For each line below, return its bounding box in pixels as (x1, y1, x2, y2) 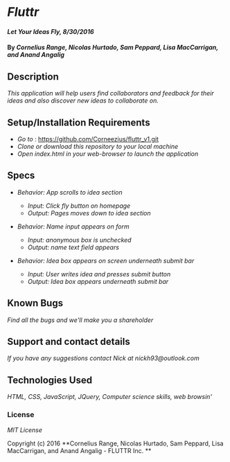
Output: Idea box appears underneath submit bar (27, 277, 169, 285)
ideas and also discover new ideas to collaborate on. (7, 96, 159, 105)
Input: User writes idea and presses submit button (27, 269, 171, 278)
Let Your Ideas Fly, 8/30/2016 (7, 27, 95, 35)
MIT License (7, 425, 43, 434)
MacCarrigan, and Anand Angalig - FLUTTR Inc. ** (7, 446, 152, 454)
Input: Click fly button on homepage (27, 202, 131, 210)
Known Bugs (7, 297, 64, 309)
